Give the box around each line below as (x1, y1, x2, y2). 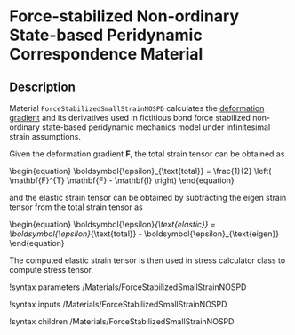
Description (9, 79, 76, 94)
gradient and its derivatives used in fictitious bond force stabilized (9, 113, 251, 123)
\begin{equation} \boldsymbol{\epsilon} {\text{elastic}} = (9, 219, 216, 229)
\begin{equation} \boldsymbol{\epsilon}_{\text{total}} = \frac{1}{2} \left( (9, 166, 272, 176)
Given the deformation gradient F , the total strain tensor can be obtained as (9, 148, 285, 159)
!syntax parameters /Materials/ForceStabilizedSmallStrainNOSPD (9, 282, 247, 292)
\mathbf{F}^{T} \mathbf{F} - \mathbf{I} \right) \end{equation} (9, 175, 235, 186)
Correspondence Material (9, 44, 203, 64)
